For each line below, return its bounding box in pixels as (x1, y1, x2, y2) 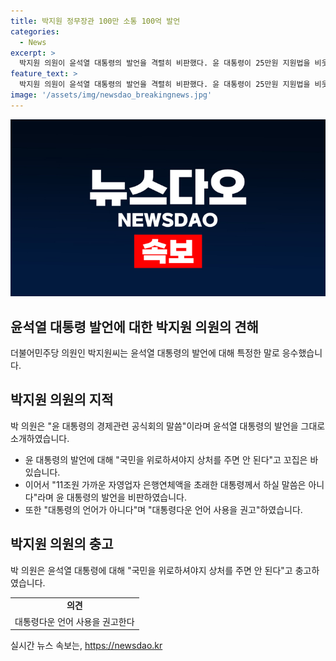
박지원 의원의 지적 (10, 391, 114, 409)
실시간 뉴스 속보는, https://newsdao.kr (10, 640, 163, 652)
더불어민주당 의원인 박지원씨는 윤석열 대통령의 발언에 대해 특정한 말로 (10, 347, 280, 359)
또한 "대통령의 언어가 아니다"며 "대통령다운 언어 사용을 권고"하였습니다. (24, 503, 303, 515)
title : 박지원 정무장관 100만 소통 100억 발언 (10, 16, 181, 26)
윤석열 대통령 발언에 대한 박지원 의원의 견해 (10, 318, 259, 335)
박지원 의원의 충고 (10, 536, 114, 553)
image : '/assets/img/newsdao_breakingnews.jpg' (10, 90, 213, 100)
